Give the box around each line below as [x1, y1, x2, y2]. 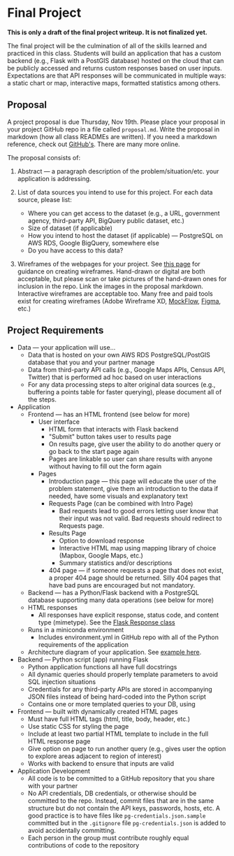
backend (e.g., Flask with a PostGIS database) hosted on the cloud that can [7, 56, 224, 64]
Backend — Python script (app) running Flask [17, 655, 149, 664]
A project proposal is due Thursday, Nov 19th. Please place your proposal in [7, 117, 226, 126]
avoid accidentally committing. [27, 826, 117, 834]
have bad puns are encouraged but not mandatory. [48, 580, 196, 589]
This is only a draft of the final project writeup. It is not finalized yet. [7, 28, 207, 36]
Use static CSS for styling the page [27, 722, 129, 730]
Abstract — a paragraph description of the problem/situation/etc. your [17, 166, 219, 176]
